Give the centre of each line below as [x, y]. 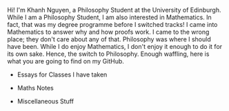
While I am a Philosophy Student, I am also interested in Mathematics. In [109, 17]
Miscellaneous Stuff [46, 101]
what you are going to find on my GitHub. [66, 61]
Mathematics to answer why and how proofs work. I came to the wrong [108, 32]
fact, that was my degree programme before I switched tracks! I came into [112, 24]
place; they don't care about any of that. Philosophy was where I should [109, 39]
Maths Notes [35, 88]
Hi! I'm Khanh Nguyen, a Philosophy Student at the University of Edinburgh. [114, 10]
